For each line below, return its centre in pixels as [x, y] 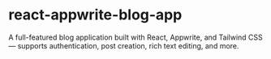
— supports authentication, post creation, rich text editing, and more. [124, 45]
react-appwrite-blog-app [95, 15]
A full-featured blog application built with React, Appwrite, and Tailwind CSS [136, 37]
